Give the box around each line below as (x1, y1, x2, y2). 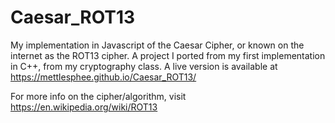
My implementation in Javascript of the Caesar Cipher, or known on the (10, 39, 305, 51)
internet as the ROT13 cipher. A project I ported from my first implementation (10, 49, 326, 61)
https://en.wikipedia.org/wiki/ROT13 (10, 101, 158, 113)
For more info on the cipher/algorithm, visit (10, 90, 187, 102)
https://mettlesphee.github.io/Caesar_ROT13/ (10, 71, 197, 83)
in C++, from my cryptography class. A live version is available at (10, 60, 278, 72)
